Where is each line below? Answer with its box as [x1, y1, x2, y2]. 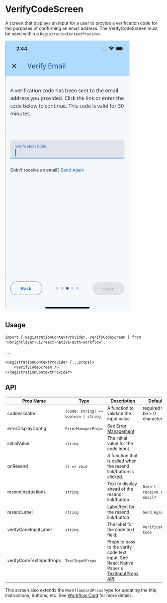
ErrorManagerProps [65, 426, 103, 432]
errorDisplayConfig [7, 426, 46, 432]
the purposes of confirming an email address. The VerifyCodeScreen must [5, 25, 158, 31]
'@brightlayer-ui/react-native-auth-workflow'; [5, 340, 106, 345]
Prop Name [22, 398, 46, 404]
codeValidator [7, 411, 36, 417]
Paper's [107, 566, 123, 572]
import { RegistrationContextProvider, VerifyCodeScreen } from [5, 335, 141, 340]
